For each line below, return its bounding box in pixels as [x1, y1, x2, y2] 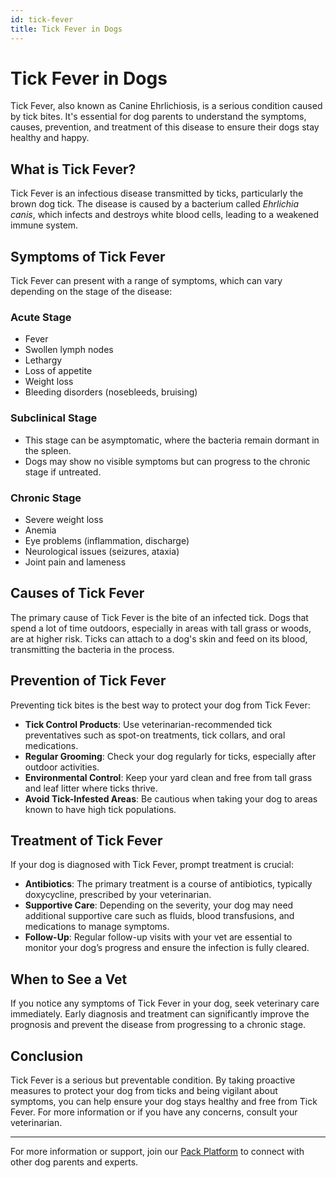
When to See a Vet [10, 971, 128, 988]
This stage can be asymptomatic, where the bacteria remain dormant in [24, 434, 320, 446]
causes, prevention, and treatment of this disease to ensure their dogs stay [10, 121, 320, 133]
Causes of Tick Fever [10, 585, 145, 602]
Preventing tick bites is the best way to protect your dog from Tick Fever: [10, 699, 311, 711]
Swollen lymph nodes [24, 344, 114, 356]
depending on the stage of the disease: [10, 286, 173, 298]
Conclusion [10, 1047, 84, 1065]
